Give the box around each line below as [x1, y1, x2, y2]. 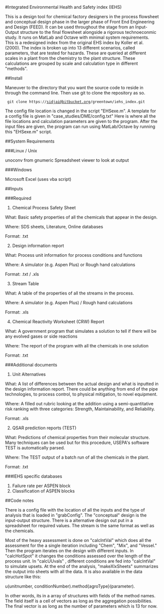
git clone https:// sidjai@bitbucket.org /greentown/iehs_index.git [7, 99, 145, 104]
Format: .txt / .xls [5, 271, 39, 277]
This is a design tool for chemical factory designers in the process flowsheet [5, 14, 159, 19]
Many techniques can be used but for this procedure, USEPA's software [5, 440, 149, 445]
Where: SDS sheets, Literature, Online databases [5, 224, 103, 229]
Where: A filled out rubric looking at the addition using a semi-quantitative [5, 401, 154, 406]
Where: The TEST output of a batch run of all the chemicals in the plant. [5, 454, 150, 460]
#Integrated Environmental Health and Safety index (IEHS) [5, 4, 122, 10]
